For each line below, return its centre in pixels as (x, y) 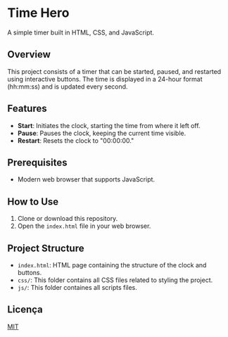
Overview (29, 55)
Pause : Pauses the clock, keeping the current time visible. (102, 133)
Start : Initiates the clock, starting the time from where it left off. (109, 125)
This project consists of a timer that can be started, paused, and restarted (114, 71)
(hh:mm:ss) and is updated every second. (68, 87)
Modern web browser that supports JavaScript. (86, 179)
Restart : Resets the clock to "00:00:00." (76, 140)
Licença (25, 310)
